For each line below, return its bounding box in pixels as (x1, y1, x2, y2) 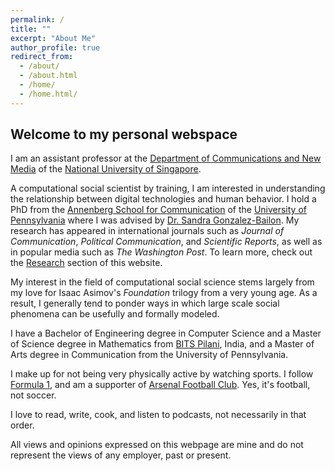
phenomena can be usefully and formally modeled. (10, 308, 220, 320)
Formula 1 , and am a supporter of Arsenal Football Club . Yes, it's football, (10, 379, 311, 391)
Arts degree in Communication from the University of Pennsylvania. (10, 349, 289, 361)
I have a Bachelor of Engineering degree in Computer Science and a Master (10, 327, 322, 340)
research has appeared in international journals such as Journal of (10, 225, 285, 237)
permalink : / (10, 14, 65, 25)
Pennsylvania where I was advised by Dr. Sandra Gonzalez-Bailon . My (10, 214, 300, 226)
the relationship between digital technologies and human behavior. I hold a (10, 193, 317, 205)
